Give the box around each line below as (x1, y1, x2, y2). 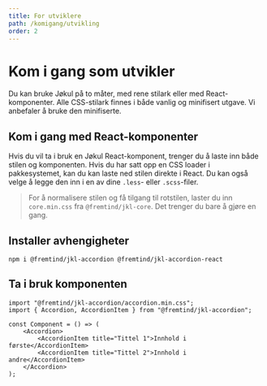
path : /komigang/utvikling (8, 20, 100, 28)
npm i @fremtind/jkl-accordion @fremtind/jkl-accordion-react (8, 255, 223, 263)
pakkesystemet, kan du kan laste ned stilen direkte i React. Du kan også (8, 168, 249, 179)
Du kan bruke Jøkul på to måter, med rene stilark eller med (8, 89, 205, 98)
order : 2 (8, 27, 38, 35)
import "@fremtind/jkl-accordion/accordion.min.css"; (8, 298, 195, 307)
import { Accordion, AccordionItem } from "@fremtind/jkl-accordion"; (8, 306, 252, 314)
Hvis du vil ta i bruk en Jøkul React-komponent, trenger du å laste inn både (8, 151, 259, 161)
